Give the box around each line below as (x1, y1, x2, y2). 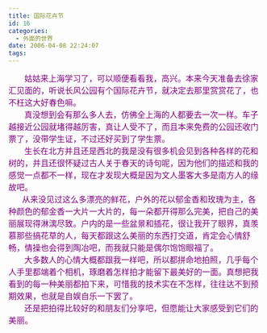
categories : (8, 27, 48, 35)
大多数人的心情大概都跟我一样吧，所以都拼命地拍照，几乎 (23, 255, 243, 265)
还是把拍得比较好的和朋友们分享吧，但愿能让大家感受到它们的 (23, 303, 259, 314)
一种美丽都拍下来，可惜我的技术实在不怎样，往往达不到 (40, 279, 252, 289)
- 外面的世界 (15, 34, 54, 43)
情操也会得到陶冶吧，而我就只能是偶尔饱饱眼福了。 (24, 243, 219, 253)
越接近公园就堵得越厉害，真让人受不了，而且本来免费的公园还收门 (8, 122, 260, 132)
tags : (8, 49, 27, 57)
